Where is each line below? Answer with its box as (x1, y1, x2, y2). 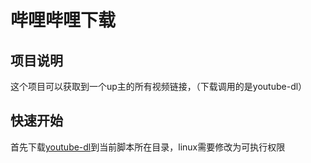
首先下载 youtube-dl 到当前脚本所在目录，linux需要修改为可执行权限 (10, 141, 286, 153)
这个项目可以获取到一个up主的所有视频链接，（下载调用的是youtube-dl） (10, 81, 308, 92)
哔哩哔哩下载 (10, 9, 117, 32)
